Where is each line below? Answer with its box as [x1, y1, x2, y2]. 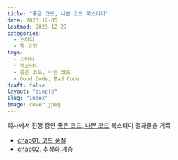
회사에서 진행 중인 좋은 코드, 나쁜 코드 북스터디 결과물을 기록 [7, 121, 171, 129]
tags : [7, 50, 23, 57]
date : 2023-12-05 [7, 17, 58, 24]
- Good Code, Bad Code [13, 75, 80, 82]
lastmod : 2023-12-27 [7, 23, 68, 30]
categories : [7, 29, 42, 37]
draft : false [7, 82, 45, 89]
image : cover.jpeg [7, 101, 61, 108]
